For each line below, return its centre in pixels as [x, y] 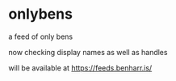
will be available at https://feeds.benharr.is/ [80, 68]
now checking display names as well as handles [88, 52]
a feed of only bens [41, 36]
